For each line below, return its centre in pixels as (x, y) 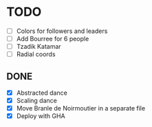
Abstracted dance (42, 93)
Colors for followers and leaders (62, 31)
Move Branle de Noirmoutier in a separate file (81, 108)
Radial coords (36, 54)
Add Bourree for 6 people (53, 39)
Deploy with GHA (41, 116)
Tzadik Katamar (39, 47)
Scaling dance (37, 101)
